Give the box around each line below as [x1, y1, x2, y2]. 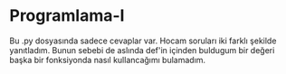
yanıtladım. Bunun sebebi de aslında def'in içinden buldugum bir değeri [9, 44, 275, 55]
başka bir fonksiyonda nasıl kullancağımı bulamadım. [9, 54, 206, 65]
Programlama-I [9, 5, 125, 26]
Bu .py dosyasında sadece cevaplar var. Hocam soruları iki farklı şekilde [9, 35, 277, 46]
